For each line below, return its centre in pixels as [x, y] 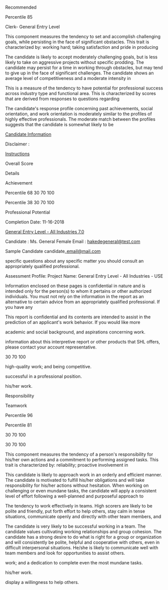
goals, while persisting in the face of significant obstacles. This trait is [77, 42]
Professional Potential [28, 212]
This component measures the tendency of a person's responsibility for [79, 454]
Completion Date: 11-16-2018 [35, 222]
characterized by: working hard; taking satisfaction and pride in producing [82, 47]
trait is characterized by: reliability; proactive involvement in [67, 465]
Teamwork [16, 405]
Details [12, 173]
